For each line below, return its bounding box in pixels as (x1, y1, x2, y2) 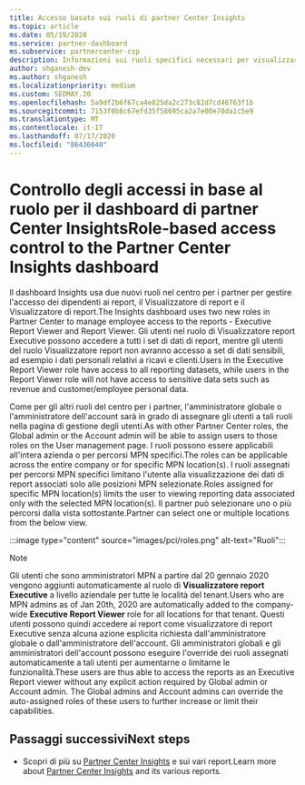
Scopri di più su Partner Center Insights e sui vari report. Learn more (22, 756, 277, 767)
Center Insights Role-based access (9, 217, 277, 238)
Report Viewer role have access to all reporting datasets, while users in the (9, 364, 290, 375)
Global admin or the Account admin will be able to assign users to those (9, 429, 279, 441)
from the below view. (9, 517, 88, 528)
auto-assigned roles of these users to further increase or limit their (9, 695, 259, 706)
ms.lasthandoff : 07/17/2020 (9, 132, 116, 141)
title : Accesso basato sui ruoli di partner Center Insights (9, 13, 246, 23)
